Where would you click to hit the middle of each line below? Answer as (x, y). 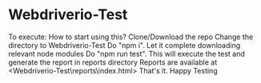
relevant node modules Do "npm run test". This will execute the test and (127, 53)
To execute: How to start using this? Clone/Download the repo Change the (131, 37)
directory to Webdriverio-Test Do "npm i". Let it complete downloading (124, 45)
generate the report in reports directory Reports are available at (113, 62)
